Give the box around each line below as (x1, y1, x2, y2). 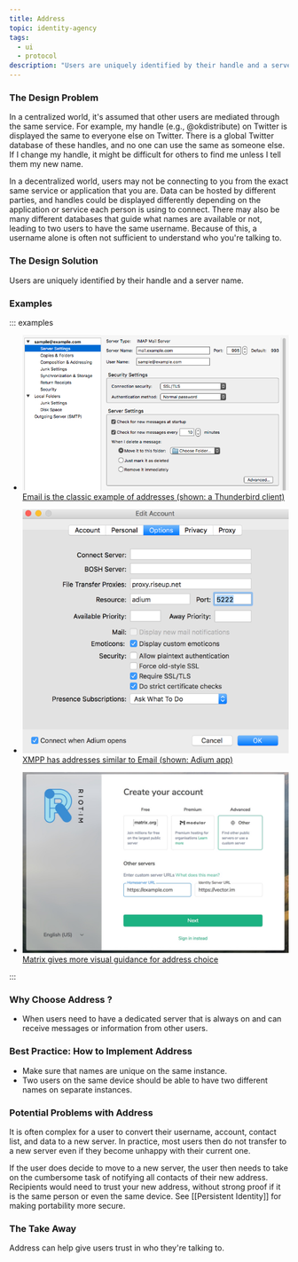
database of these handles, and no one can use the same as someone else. (9, 140, 286, 151)
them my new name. (9, 159, 84, 170)
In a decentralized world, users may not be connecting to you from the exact (9, 176, 289, 186)
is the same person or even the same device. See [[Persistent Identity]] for (9, 1191, 282, 1202)
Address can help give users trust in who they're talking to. (9, 1242, 224, 1253)
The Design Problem (9, 91, 99, 104)
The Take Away (9, 1222, 77, 1234)
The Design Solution (9, 255, 99, 267)
